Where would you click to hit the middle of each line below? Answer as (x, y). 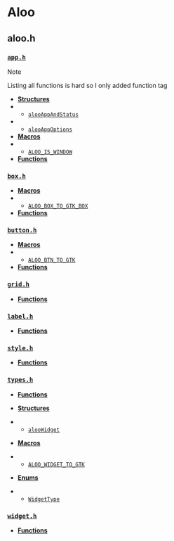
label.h (20, 316)
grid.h (19, 285)
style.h (20, 348)
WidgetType (44, 499)
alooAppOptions (50, 129)
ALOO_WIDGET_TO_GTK (56, 464)
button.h (22, 230)
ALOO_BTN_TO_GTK (52, 260)
